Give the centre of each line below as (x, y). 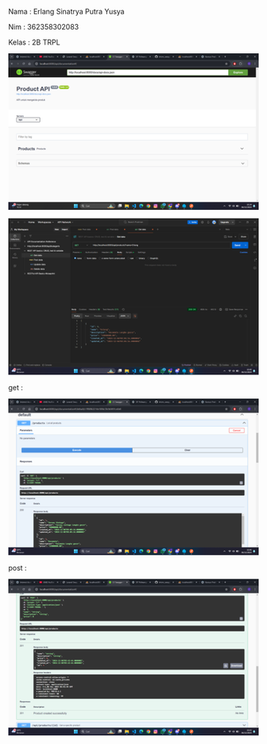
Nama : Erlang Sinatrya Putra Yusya (66, 12)
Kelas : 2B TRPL (35, 42)
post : (17, 568)
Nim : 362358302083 (44, 27)
